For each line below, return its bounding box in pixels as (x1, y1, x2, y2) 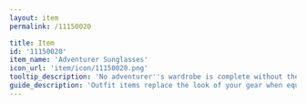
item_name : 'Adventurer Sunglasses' (9, 56, 148, 65)
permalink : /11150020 (9, 22, 92, 31)
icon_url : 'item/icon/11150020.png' (9, 64, 148, 73)
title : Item (9, 38, 55, 47)
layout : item (9, 13, 59, 23)
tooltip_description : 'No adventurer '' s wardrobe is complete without (9, 72, 283, 82)
